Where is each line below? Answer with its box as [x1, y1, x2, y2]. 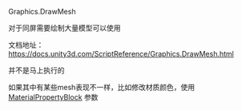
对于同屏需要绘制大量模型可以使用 [8, 23, 121, 33]
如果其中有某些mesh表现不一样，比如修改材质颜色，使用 [8, 83, 196, 92]
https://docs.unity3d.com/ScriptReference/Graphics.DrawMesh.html [8, 49, 234, 58]
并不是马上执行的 [8, 65, 65, 75]
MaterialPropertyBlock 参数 [8, 92, 99, 102]
